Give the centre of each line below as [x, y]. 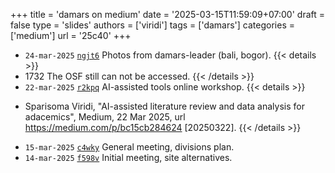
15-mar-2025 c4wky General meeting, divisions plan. [129, 147]
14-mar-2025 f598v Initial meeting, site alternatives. [128, 157]
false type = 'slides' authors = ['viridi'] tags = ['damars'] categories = [152, 25]
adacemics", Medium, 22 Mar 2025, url [105, 117]
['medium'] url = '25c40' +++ [71, 35]
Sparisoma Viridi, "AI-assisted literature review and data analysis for [164, 106]
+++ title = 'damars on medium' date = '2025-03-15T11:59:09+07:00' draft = [168, 14]
